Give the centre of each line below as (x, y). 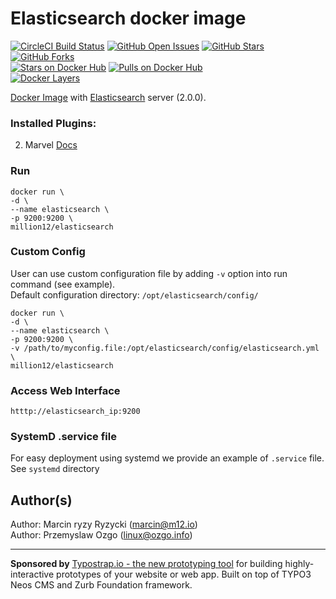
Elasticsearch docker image (128, 18)
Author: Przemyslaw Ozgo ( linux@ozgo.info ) (101, 535)
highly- (299, 564)
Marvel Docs (51, 145)
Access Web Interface (65, 390)
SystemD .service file (63, 437)
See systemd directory (55, 469)
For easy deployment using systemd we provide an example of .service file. (167, 458)
